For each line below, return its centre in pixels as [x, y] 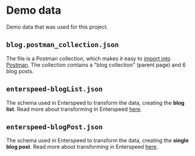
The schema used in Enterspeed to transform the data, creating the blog [95, 102]
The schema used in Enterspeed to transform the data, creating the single [97, 141]
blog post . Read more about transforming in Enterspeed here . [82, 147]
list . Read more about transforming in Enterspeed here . [74, 109]
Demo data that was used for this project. [57, 27]
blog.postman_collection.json [63, 45]
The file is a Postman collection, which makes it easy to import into [89, 58]
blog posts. [20, 71]
